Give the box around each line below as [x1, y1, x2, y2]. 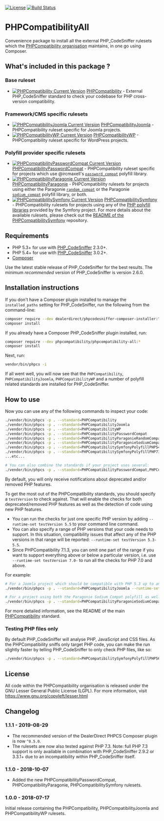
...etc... [5, 454, 25, 459]
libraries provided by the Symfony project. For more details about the [12, 207, 151, 213]
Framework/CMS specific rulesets [5, 110, 88, 117]
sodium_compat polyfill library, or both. [12, 192, 88, 198]
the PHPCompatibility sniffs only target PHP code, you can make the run [5, 641, 150, 647]
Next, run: [5, 353, 25, 359]
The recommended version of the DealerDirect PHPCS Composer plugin [12, 733, 158, 739]
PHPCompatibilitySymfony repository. [12, 218, 88, 223]
